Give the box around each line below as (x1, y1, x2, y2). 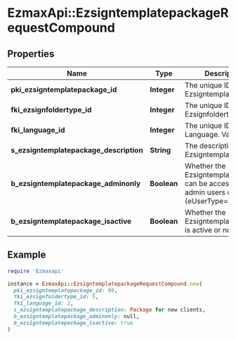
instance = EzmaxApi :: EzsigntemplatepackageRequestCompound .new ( (7, 280, 202, 287)
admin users (185, 187, 226, 197)
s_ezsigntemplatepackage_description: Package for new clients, (13, 307, 206, 314)
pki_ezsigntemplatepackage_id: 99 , (13, 286, 118, 294)
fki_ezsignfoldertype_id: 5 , (13, 293, 99, 300)
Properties (7, 48, 55, 60)
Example (7, 249, 46, 261)
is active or (185, 225, 221, 234)
